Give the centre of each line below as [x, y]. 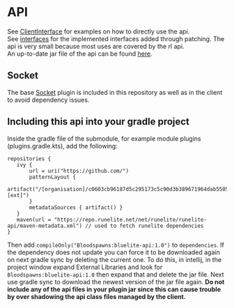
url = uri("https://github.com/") [79, 171]
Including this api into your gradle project [99, 122]
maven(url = [34, 220]
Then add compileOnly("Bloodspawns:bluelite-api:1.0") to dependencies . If [116, 245]
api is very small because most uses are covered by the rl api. [96, 46]
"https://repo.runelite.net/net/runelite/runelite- [131, 220]
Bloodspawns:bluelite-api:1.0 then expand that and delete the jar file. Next [116, 274]
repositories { [29, 159]
